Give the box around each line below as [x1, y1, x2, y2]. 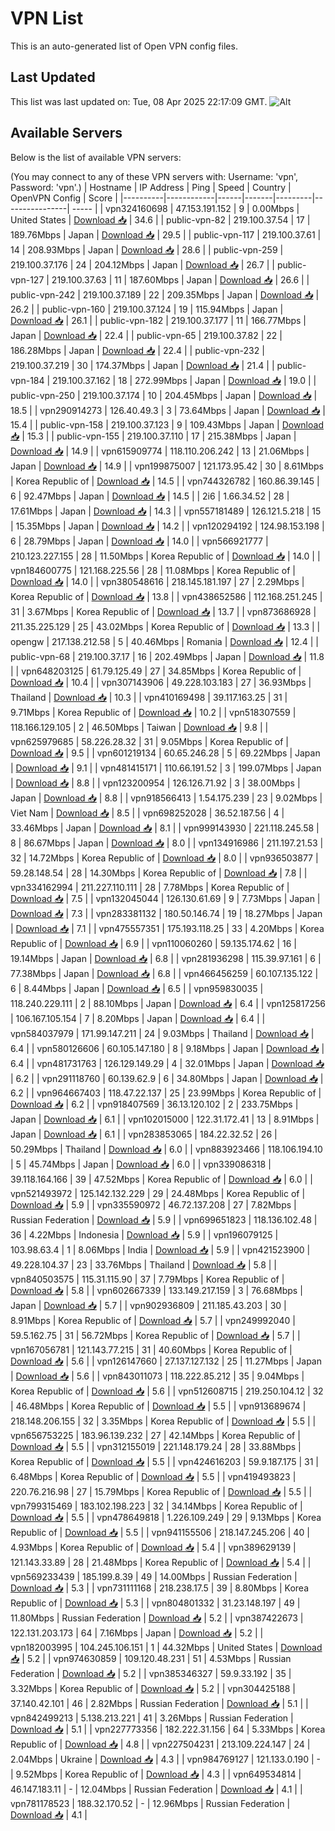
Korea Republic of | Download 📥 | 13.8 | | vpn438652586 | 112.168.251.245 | [10, 590, 323, 602]
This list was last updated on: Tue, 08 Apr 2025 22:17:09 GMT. [10, 95, 268, 107]
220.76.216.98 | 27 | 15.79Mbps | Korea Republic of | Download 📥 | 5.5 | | [10, 1485, 313, 1497]
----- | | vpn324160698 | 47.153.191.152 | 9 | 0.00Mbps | [71, 202, 300, 214]
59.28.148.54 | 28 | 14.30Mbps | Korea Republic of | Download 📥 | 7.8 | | [10, 867, 308, 879]
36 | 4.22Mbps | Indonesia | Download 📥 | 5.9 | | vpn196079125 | [10, 1228, 279, 1241]
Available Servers [10, 125, 123, 142]
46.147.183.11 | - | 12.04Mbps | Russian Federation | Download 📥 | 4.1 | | [10, 1783, 303, 1795]
